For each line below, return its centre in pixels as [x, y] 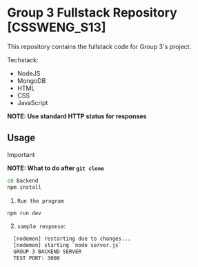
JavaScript [32, 102]
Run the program [40, 201]
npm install [24, 187]
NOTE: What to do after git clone [56, 168]
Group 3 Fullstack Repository [92, 13]
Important [21, 154]
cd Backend [23, 181]
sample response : [41, 226]
